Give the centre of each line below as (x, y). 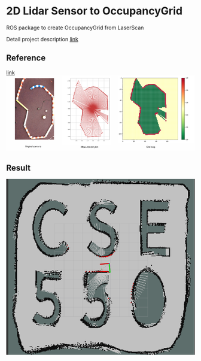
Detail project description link (42, 39)
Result (19, 168)
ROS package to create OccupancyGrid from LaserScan (75, 28)
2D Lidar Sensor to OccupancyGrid (95, 11)
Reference (26, 58)
